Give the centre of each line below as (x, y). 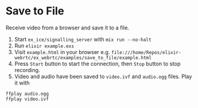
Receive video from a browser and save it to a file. (67, 28)
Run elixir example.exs (44, 46)
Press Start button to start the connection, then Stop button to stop (97, 64)
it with (22, 83)
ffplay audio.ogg (27, 94)
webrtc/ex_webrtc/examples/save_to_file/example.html (83, 58)
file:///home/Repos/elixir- (146, 52)
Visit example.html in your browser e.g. (62, 52)
